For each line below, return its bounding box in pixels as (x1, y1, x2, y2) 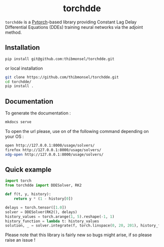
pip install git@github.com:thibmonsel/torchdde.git (5, 57, 115, 61)
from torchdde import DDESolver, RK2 (5, 183, 82, 188)
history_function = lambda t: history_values (5, 219, 99, 224)
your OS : (5, 133, 24, 139)
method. (5, 29, 22, 35)
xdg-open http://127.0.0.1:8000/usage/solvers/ (5, 152, 104, 157)
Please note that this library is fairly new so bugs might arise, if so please (5, 232, 152, 238)
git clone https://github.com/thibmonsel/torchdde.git (5, 75, 119, 79)
